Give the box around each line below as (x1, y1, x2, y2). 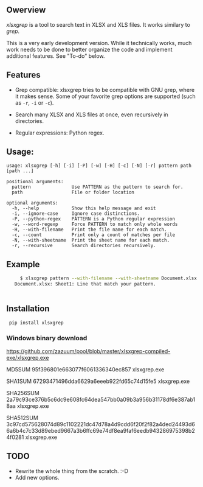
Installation (6, 304, 50, 314)
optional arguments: (6, 200, 59, 206)
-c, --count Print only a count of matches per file (12, 232, 175, 238)
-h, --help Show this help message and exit (12, 205, 156, 212)
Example (6, 259, 40, 270)
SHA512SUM (6, 414, 38, 421)
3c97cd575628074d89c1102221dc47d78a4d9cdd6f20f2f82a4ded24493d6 (6, 420, 196, 428)
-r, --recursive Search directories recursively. (12, 243, 156, 249)
